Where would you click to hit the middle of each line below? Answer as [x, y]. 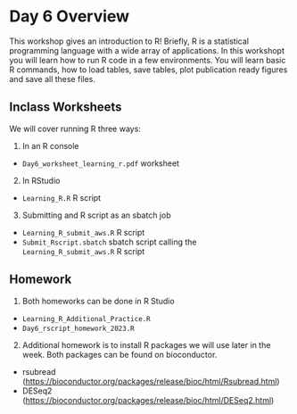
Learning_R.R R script [61, 197]
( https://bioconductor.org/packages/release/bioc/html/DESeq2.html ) [148, 400]
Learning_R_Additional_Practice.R [86, 319]
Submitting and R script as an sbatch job [96, 215]
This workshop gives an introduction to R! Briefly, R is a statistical [129, 41]
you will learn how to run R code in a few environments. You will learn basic [148, 60]
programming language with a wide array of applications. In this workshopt [147, 50]
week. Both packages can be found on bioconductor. [120, 354]
